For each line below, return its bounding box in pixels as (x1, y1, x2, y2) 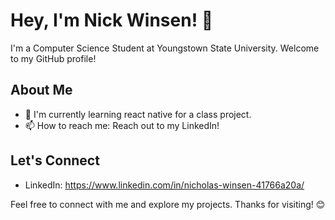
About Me (10, 82, 73, 99)
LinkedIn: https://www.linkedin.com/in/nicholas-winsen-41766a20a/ (24, 179, 305, 191)
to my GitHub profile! (10, 52, 97, 64)
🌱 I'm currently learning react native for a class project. (24, 108, 252, 120)
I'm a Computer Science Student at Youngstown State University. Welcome (10, 42, 320, 54)
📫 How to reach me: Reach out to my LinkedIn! (24, 119, 220, 131)
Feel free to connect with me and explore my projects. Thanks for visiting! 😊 (10, 198, 326, 210)
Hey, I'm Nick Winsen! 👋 (10, 9, 214, 32)
